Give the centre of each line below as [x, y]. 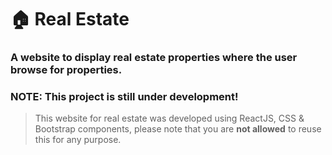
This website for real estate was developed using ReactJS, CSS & [169, 118]
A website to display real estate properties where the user [154, 58]
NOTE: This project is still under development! [124, 97]
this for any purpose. [78, 140]
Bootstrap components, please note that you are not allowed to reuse [178, 129]
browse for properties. [66, 70]
